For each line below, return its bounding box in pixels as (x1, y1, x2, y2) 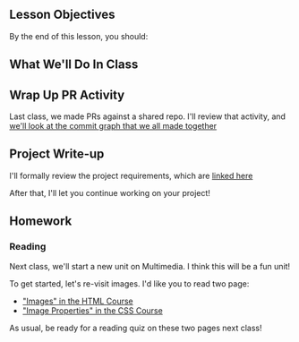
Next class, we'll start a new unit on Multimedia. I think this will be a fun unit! (9, 261, 291, 271)
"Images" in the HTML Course (21, 295, 134, 306)
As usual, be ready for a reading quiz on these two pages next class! (9, 322, 262, 333)
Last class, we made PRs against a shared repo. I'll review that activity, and (9, 111, 286, 122)
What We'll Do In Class (9, 57, 139, 73)
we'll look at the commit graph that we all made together (9, 121, 218, 132)
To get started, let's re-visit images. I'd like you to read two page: (9, 278, 250, 289)
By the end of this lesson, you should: (9, 30, 149, 41)
